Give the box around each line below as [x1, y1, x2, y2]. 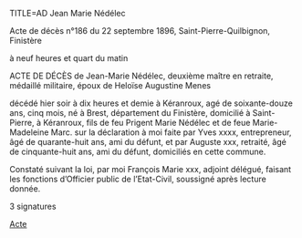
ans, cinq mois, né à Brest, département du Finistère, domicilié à [9, 108, 251, 118]
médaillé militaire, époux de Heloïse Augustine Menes [9, 80, 212, 90]
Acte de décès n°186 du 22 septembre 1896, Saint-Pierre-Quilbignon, [9, 26, 271, 36]
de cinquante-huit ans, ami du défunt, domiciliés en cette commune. [9, 146, 266, 157]
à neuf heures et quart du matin [9, 53, 129, 63]
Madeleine [9, 127, 49, 138]
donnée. [9, 183, 41, 194]
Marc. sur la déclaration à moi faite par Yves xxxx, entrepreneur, [50, 127, 292, 138]
